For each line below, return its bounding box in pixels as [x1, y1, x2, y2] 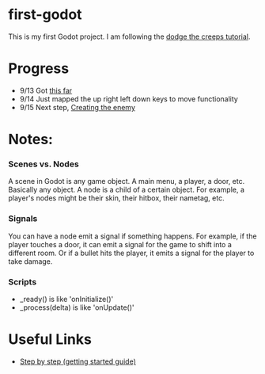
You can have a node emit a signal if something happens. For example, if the [8, 231, 257, 241]
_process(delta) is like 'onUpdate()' [19, 303, 134, 312]
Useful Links [8, 330, 93, 349]
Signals [8, 213, 38, 224]
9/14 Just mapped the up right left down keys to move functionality [19, 93, 239, 104]
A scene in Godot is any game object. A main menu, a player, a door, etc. [8, 177, 245, 186]
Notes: [8, 131, 54, 148]
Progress [8, 59, 70, 78]
